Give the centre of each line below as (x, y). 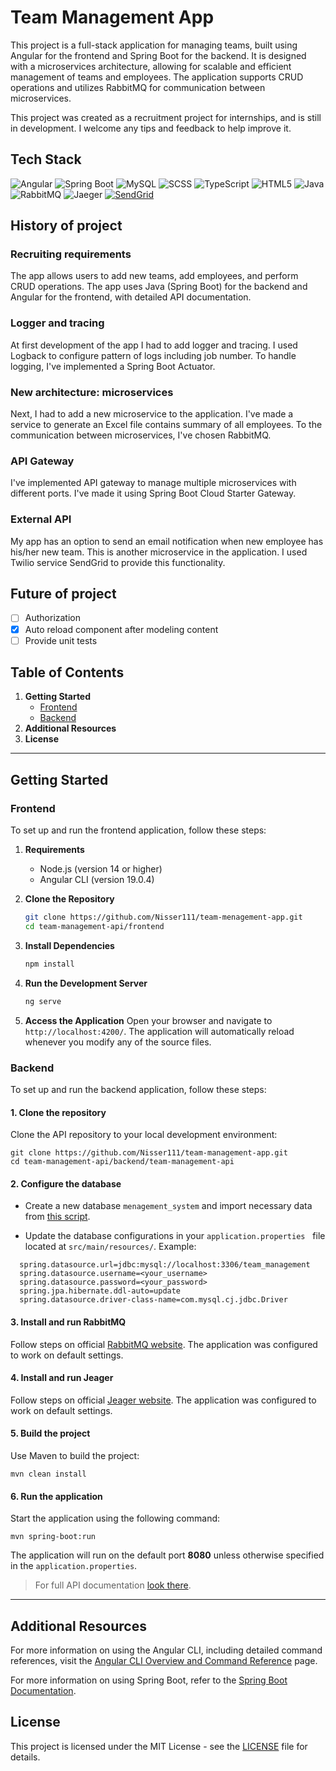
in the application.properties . (74, 1566)
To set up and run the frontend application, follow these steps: (138, 830)
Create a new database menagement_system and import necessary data (168, 1206)
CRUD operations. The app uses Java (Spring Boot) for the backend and (159, 287)
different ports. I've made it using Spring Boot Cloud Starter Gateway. (153, 493)
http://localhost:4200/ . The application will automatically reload (159, 1031)
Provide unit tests (61, 640)
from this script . (57, 1217)
